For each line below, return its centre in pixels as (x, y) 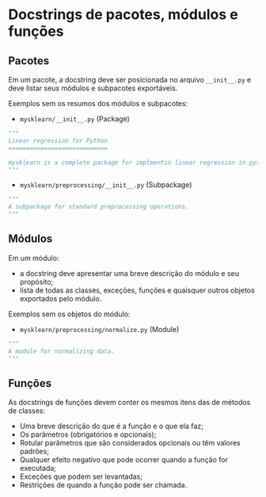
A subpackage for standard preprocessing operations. (99, 207)
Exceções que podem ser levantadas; (81, 476)
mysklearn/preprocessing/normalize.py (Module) (99, 329)
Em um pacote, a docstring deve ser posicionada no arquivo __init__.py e (130, 80)
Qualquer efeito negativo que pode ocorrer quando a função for (123, 460)
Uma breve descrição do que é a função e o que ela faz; (112, 426)
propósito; (36, 281)
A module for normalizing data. (61, 351)
